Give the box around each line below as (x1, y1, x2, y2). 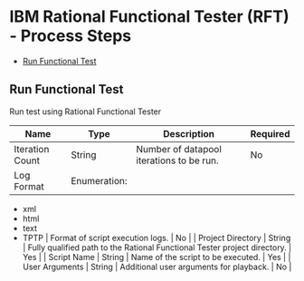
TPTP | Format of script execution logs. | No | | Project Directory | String (22, 232, 291, 243)
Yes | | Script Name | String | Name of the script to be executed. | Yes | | (22, 251, 291, 262)
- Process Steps (9, 25, 132, 46)
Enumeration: (71, 174, 128, 187)
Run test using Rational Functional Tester (9, 106, 162, 117)
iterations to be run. (136, 154, 219, 167)
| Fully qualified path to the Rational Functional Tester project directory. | (22, 242, 292, 253)
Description (162, 127, 215, 140)
